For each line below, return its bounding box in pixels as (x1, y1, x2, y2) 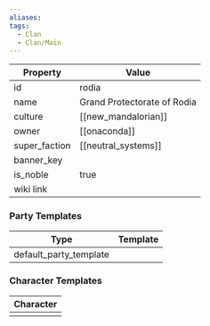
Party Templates (9, 210, 83, 222)
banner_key (13, 154, 63, 166)
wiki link (13, 183, 47, 196)
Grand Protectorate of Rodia (79, 96, 198, 108)
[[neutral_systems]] (79, 139, 162, 152)
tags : (9, 21, 29, 30)
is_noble (13, 169, 49, 181)
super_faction (13, 139, 71, 152)
